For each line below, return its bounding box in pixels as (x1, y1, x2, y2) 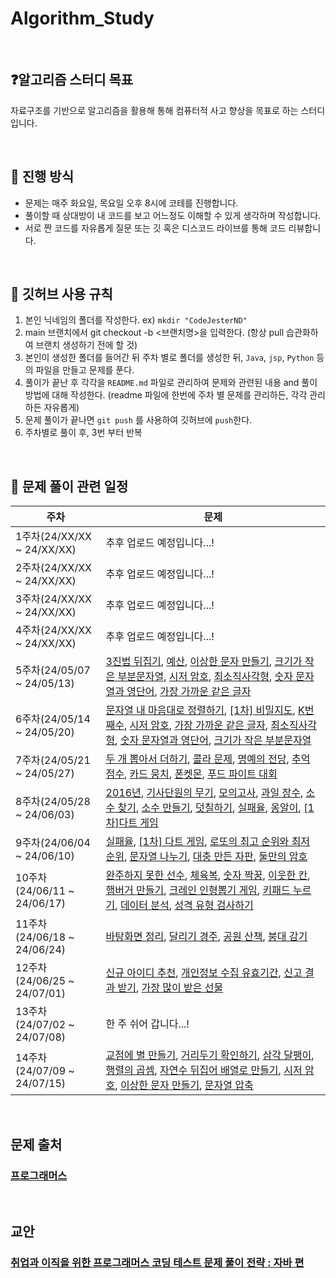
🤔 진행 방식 (10, 168, 75, 186)
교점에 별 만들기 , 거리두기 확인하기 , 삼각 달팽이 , (105, 1048, 315, 1062)
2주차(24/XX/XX (15, 561, 93, 575)
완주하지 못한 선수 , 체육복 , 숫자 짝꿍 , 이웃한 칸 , (105, 868, 311, 882)
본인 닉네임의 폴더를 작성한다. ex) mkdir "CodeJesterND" (24, 314, 248, 326)
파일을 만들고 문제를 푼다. (35, 364, 135, 376)
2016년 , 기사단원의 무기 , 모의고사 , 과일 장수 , (105, 786, 304, 800)
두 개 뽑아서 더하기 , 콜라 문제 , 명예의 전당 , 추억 (105, 752, 311, 766)
